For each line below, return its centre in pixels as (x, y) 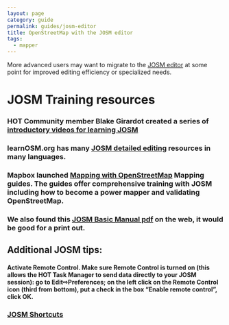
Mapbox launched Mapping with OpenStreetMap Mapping (106, 175)
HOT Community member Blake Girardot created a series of (108, 121)
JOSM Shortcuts (35, 314)
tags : (15, 39)
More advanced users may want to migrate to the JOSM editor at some (107, 65)
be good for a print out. (46, 228)
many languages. (37, 157)
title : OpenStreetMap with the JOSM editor (70, 33)
